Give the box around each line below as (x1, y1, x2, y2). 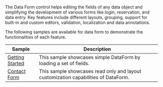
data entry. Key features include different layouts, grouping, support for (5, 15, 147, 20)
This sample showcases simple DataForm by (39, 54, 141, 60)
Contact (7, 68, 26, 74)
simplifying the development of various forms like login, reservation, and (5, 9, 150, 15)
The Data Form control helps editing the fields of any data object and (5, 4, 143, 10)
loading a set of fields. (39, 60, 90, 67)
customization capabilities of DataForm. (39, 74, 130, 81)
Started (7, 60, 25, 67)
